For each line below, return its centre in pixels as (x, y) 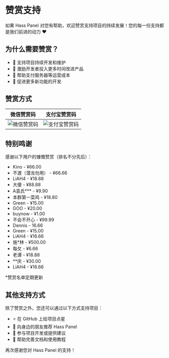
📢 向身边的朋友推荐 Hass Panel (45, 327)
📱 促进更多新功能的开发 (37, 81)
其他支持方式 (25, 295)
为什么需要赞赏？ (32, 49)
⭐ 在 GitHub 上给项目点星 (39, 319)
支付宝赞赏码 (61, 114)
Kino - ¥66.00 (27, 167)
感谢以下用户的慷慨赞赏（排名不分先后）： (49, 157)
